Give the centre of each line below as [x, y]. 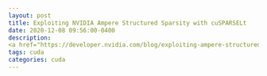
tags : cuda [26, 52]
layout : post [30, 15]
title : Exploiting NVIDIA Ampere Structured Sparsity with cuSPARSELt [128, 23]
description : [30, 38]
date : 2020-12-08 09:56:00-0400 [62, 30]
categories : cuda [37, 60]
